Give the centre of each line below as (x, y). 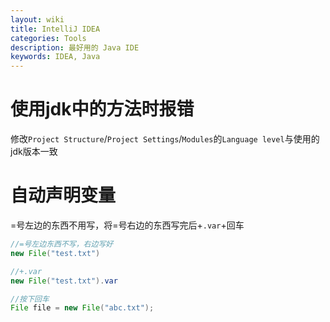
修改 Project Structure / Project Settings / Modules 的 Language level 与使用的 (165, 139)
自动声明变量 (63, 195)
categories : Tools (48, 38)
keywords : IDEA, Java (55, 57)
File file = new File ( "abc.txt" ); (82, 308)
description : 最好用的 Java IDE (75, 47)
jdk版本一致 (34, 152)
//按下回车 (30, 299)
